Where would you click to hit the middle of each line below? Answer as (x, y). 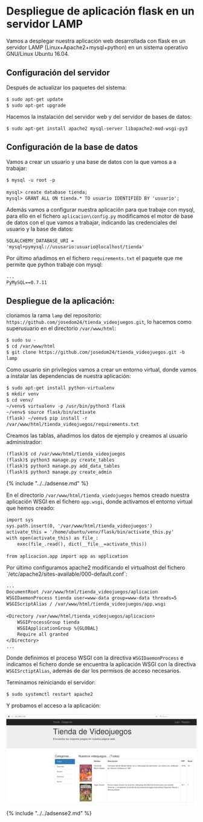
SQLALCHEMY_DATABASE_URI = (40, 241)
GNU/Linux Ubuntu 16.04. (38, 53)
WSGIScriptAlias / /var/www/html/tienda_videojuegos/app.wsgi (86, 604)
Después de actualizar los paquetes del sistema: (66, 87)
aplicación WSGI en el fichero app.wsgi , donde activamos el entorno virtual (99, 502)
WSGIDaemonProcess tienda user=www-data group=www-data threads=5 (92, 598)
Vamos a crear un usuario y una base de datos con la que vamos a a (91, 161)
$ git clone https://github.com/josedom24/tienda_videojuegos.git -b (96, 352)
